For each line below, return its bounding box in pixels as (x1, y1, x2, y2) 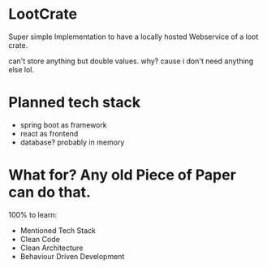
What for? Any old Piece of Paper (8, 166, 237, 184)
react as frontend (19, 128, 79, 138)
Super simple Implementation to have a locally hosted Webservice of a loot (8, 32, 259, 41)
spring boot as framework (19, 119, 107, 130)
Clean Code (19, 234, 61, 244)
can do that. (8, 184, 92, 201)
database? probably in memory (19, 137, 125, 147)
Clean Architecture (19, 243, 84, 253)
